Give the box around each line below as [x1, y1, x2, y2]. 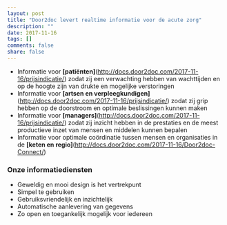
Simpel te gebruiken [17, 188, 75, 196]
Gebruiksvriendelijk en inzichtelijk [17, 195, 113, 204]
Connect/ [17, 147, 44, 156]
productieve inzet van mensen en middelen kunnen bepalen [17, 125, 188, 134]
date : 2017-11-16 [7, 29, 57, 36]
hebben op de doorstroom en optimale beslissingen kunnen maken [17, 104, 208, 112]
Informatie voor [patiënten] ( [17, 67, 98, 76]
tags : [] [7, 36, 32, 43]
